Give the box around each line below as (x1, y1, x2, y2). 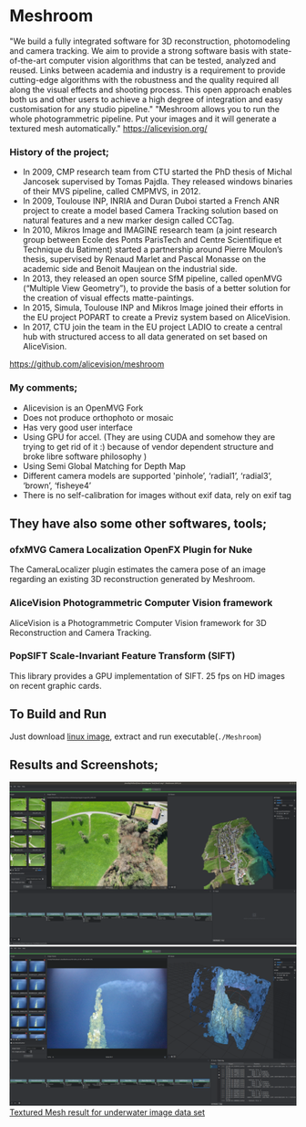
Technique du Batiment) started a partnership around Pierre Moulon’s (22, 244, 283, 256)
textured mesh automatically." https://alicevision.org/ (9, 122, 208, 133)
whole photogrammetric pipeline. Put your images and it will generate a (9, 113, 277, 124)
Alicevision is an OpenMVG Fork (22, 402, 144, 413)
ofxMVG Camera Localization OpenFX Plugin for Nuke (9, 543, 253, 556)
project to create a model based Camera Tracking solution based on (22, 205, 279, 216)
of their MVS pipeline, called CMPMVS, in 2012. (22, 186, 201, 197)
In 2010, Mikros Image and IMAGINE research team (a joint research (22, 224, 278, 235)
